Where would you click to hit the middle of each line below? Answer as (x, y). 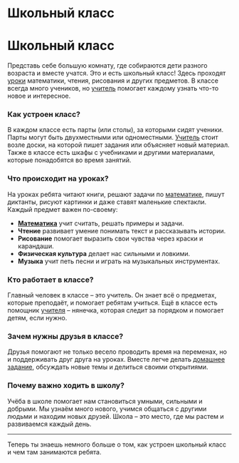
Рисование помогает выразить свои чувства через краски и (110, 238)
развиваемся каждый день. (49, 424)
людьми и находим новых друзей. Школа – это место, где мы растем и (116, 416)
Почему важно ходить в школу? (66, 385)
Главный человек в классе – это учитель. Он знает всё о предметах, (112, 295)
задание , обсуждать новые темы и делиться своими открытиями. (108, 367)
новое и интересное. (39, 96)
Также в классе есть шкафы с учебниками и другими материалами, (111, 153)
